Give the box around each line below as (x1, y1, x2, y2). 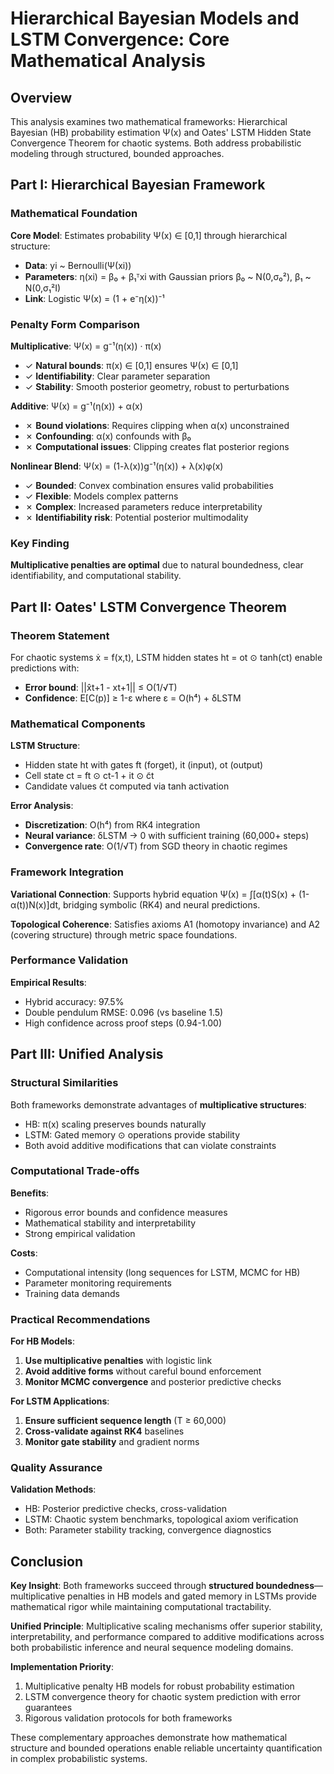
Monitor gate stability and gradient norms (24, 1436, 200, 1448)
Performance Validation (10, 953, 129, 967)
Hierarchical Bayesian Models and (10, 7, 300, 30)
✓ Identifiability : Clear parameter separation (24, 370, 211, 382)
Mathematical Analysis (10, 50, 206, 72)
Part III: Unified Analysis (10, 1046, 164, 1063)
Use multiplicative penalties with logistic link (24, 1355, 213, 1367)
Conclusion (10, 1553, 84, 1570)
